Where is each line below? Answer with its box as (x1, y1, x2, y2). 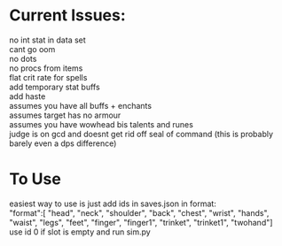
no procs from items (9, 63, 83, 73)
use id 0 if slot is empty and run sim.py (9, 227, 151, 237)
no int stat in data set (9, 35, 86, 45)
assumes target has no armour (9, 110, 121, 120)
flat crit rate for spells (9, 72, 88, 82)
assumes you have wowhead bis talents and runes (9, 119, 193, 129)
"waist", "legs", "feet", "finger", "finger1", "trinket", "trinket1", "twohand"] (9, 217, 273, 227)
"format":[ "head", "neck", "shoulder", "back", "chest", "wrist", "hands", (9, 207, 270, 218)
